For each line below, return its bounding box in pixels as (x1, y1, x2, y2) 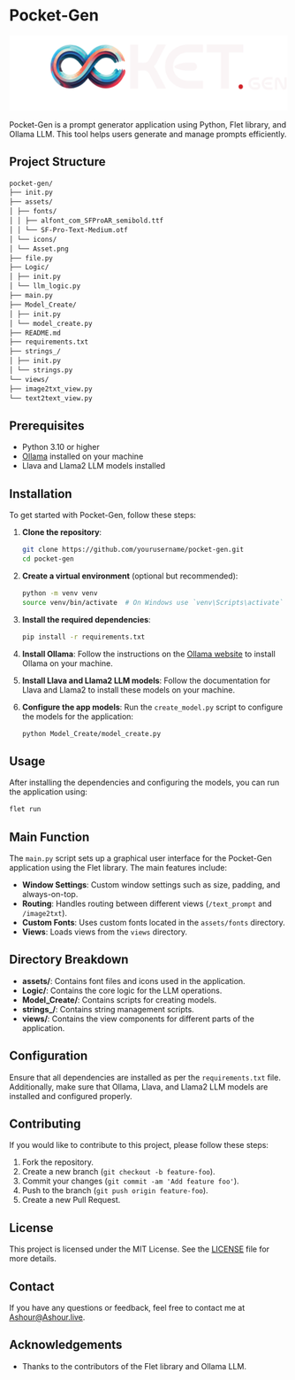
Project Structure (9, 154, 106, 169)
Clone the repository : (21, 527, 102, 538)
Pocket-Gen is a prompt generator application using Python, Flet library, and (9, 119, 287, 129)
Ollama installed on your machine (21, 451, 144, 461)
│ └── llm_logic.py (9, 282, 81, 291)
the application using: (9, 787, 88, 797)
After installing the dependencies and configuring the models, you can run (9, 777, 280, 788)
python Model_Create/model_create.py (21, 729, 162, 738)
